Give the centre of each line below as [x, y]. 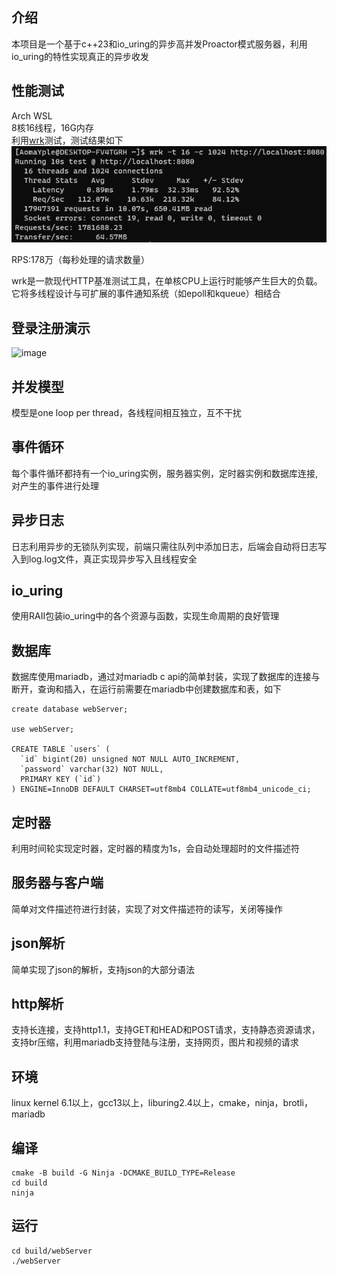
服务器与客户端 [57, 883]
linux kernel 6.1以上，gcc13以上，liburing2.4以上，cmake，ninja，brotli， [162, 1103]
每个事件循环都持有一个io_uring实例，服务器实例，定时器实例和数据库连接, [165, 473]
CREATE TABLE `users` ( [61, 749]
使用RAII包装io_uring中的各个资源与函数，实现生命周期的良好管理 [145, 616]
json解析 [38, 943]
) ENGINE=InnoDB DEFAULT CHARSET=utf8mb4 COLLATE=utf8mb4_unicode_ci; [161, 789]
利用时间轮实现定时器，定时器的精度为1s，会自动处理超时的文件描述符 [156, 849]
